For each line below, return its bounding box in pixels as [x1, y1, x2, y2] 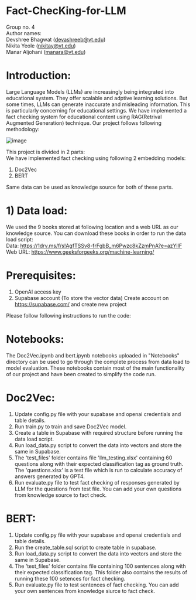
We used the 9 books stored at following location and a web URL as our [6, 223, 178, 230]
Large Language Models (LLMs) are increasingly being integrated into [6, 88, 174, 95]
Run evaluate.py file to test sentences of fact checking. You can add [14, 581, 180, 588]
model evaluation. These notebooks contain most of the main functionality [6, 364, 185, 371]
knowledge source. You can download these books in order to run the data [6, 230, 186, 237]
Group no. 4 [6, 23, 35, 30]
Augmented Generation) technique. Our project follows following [6, 119, 162, 127]
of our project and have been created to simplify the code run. [6, 370, 156, 377]
